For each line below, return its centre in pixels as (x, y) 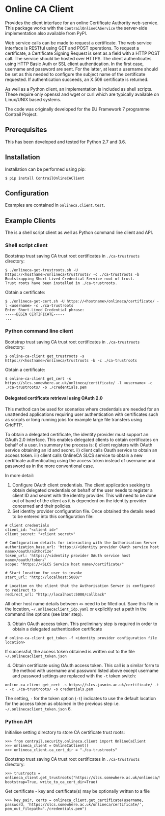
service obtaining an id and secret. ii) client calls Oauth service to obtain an (81, 450)
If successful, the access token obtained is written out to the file (70, 651)
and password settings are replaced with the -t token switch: (74, 676)
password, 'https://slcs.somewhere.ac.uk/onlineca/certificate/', (74, 805)
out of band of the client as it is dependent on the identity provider (79, 501)
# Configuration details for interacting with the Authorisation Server (81, 543)
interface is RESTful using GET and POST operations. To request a (72, 48)
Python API (19, 721)
